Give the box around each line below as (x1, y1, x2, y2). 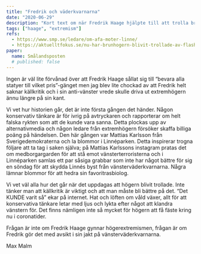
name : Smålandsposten (11, 53, 66, 59)
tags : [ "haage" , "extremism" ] (6, 25, 82, 32)
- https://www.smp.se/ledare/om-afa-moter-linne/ (11, 36, 138, 42)
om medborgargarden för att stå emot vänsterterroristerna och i (6, 150, 163, 157)
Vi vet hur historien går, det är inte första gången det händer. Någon (6, 106, 173, 113)
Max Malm (6, 242, 32, 249)
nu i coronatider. (6, 213, 47, 220)
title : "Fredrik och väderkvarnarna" (6, 8, 100, 15)
